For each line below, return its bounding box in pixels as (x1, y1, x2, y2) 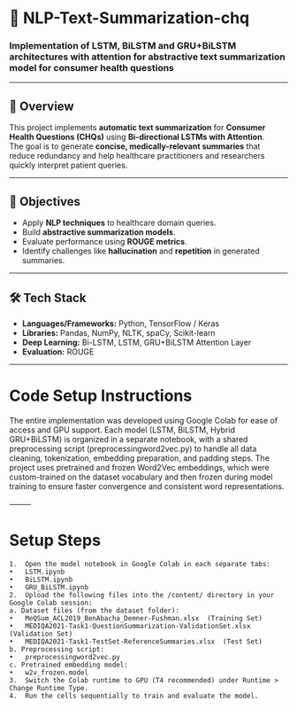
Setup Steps (9, 531, 102, 550)
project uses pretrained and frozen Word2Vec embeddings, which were (9, 462, 270, 472)
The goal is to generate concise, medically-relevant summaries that (9, 141, 261, 152)
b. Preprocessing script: (9, 644, 104, 654)
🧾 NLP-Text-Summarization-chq (9, 8, 250, 28)
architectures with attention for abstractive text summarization (9, 51, 286, 63)
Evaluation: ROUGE (21, 346, 95, 357)
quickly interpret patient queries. (9, 160, 128, 171)
